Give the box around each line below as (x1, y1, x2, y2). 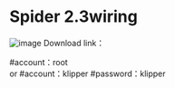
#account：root (9, 56, 68, 67)
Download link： (44, 37, 105, 48)
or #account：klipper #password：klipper (9, 68, 166, 79)
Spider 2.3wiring (9, 6, 138, 27)
